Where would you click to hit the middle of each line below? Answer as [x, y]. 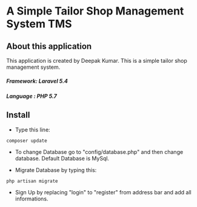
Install [18, 115]
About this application [49, 46]
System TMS [39, 24]
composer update [27, 141]
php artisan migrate [32, 181]
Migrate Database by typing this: [56, 170]
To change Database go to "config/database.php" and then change [99, 151]
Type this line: [32, 129]
